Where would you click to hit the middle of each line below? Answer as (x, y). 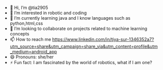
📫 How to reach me (30, 39)
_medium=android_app (33, 52)
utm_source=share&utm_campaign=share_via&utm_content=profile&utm (84, 46)
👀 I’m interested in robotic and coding (48, 13)
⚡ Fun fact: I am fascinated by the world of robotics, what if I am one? (81, 62)
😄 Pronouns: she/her (32, 57)
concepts (20, 34)
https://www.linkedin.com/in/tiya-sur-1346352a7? (103, 39)
